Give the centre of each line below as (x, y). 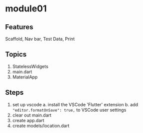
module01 (26, 9)
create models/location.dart (41, 126)
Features (19, 27)
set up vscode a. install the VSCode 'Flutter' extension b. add (75, 104)
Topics (16, 54)
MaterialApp (25, 77)
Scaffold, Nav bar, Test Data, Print (40, 39)
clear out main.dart (32, 115)
